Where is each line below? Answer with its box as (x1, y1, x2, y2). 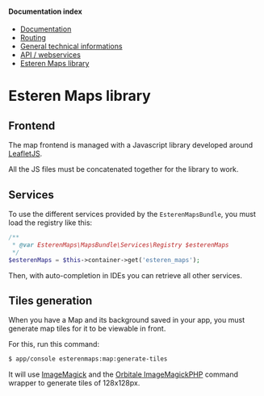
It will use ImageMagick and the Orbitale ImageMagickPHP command (8, 369, 238, 379)
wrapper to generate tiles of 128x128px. (8, 378, 140, 388)
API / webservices (19, 50, 81, 60)
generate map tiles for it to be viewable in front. (8, 323, 166, 334)
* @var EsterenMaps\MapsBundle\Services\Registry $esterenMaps (11, 240, 229, 249)
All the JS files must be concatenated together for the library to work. (8, 165, 239, 174)
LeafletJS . (8, 149, 43, 159)
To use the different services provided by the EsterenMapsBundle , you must (8, 210, 256, 219)
